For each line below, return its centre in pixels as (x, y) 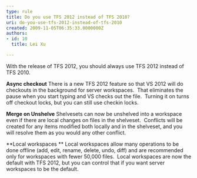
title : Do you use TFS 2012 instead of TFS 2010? (68, 17)
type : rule (19, 11)
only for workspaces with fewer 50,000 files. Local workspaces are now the (99, 156)
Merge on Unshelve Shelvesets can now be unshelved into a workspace (94, 114)
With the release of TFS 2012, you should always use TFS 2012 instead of (95, 66)
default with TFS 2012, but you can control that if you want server (86, 163)
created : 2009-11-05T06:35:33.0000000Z (55, 28)
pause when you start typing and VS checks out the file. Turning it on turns (98, 96)
